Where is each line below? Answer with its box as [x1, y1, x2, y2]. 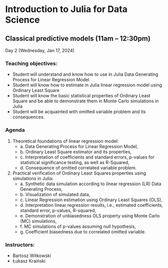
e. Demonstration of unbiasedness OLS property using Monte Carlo [20, 212, 160, 219]
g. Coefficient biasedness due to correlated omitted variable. [20, 228, 146, 234]
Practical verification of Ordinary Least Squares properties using [12, 170, 146, 176]
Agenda [5, 126, 25, 133]
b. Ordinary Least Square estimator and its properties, [20, 149, 132, 155]
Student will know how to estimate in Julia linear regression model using [12, 82, 162, 88]
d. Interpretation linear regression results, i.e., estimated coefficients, [20, 202, 163, 208]
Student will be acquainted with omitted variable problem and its [12, 109, 146, 115]
